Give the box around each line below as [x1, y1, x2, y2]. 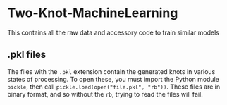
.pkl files [7, 49, 47, 61]
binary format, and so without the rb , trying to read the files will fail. [7, 89, 203, 98]
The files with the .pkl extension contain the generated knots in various [7, 67, 216, 75]
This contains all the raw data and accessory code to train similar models [7, 28, 220, 37]
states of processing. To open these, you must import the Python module [7, 75, 220, 83]
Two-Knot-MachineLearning [7, 5, 178, 21]
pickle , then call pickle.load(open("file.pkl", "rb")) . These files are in [7, 82, 221, 91]
